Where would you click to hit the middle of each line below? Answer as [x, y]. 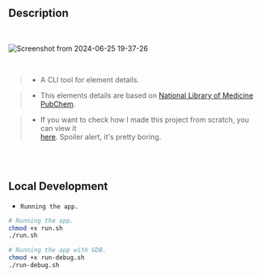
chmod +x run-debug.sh [46, 258]
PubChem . [58, 103]
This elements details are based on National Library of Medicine [147, 95]
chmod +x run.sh [36, 228]
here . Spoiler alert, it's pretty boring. [101, 136]
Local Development [58, 186]
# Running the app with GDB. [57, 250]
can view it [58, 128]
